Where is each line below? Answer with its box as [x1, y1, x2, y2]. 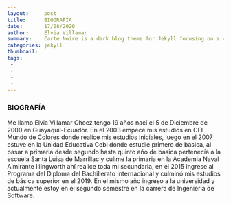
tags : [7, 55, 23, 62]
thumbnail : [7, 49, 38, 56]
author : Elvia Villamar [7, 29, 88, 36]
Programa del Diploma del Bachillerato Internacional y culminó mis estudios [7, 169, 221, 178]
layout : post [7, 10, 57, 17]
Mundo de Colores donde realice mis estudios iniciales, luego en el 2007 [7, 133, 213, 141]
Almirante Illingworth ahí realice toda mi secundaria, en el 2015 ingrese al [7, 162, 214, 170]
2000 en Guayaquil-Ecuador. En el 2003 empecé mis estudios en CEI [7, 125, 203, 134]
